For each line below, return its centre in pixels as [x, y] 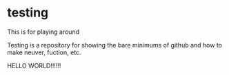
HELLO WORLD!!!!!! [34, 65]
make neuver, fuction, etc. [44, 52]
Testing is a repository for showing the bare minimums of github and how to [115, 45]
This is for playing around [43, 32]
